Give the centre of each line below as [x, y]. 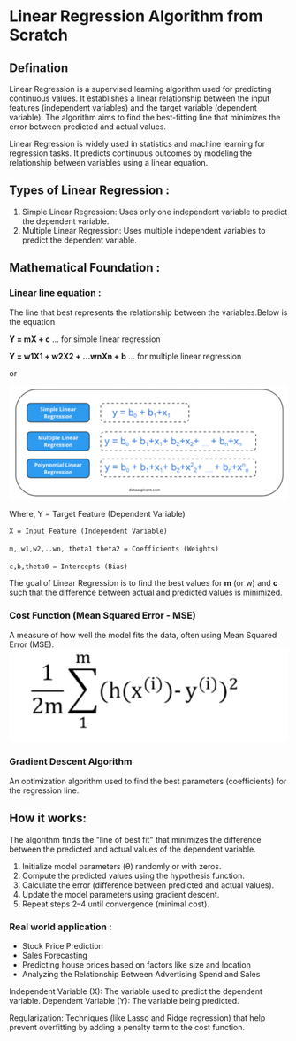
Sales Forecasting [55, 955]
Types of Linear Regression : [90, 191]
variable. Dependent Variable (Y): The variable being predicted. [125, 1000]
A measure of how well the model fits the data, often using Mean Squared [143, 635]
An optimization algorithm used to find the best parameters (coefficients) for [148, 781]
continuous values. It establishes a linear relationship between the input [140, 98]
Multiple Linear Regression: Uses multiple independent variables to [144, 230]
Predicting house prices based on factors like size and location [137, 964]
